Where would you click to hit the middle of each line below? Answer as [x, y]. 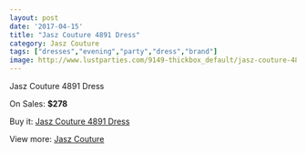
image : [22, 60]
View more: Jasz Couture [57, 139]
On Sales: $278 [39, 104]
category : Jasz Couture [55, 43]
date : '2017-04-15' [46, 26]
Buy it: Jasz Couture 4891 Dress [70, 121]
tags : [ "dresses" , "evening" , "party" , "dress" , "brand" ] [114, 52]
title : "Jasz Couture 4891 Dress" [75, 35]
